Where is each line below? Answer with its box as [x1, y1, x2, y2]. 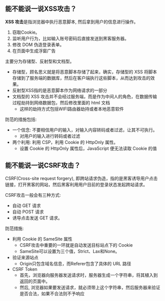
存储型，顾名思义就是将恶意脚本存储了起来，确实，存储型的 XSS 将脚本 [12, 69, 158, 75]
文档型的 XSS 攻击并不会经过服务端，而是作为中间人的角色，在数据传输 [12, 93, 158, 99]
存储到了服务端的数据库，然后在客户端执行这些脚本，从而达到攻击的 [12, 75, 151, 81]
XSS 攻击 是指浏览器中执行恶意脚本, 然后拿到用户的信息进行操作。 [5, 19, 138, 25]
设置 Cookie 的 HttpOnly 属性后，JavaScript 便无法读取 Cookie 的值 [19, 145, 157, 151]
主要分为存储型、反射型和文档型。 [5, 58, 74, 64]
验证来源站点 [12, 254, 38, 260]
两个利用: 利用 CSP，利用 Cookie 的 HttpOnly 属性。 [12, 139, 118, 145]
